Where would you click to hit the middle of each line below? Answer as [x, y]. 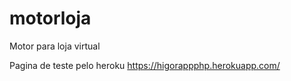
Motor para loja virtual [55, 46]
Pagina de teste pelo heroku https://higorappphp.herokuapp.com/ [145, 65]
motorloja [50, 18]
